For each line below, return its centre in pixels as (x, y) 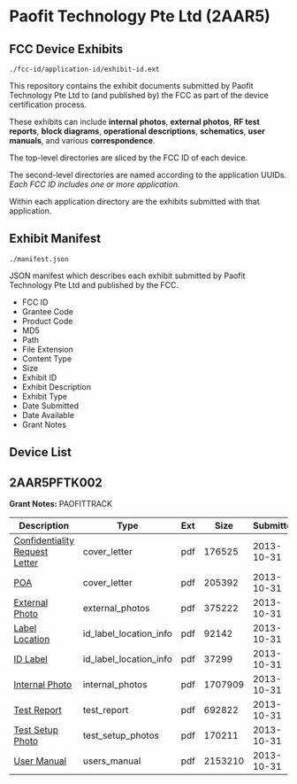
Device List (41, 452)
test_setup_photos (121, 735)
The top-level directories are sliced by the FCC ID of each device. (129, 158)
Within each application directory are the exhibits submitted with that (135, 202)
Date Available (48, 415)
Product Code (47, 321)
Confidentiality (44, 540)
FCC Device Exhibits (66, 49)
